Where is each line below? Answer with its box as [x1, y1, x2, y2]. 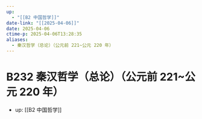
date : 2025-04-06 [6, 25, 50, 32]
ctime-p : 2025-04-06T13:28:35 [6, 31, 83, 37]
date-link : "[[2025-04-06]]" [6, 20, 80, 26]
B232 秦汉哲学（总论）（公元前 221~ [6, 70, 185, 84]
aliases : [6, 37, 28, 43]
